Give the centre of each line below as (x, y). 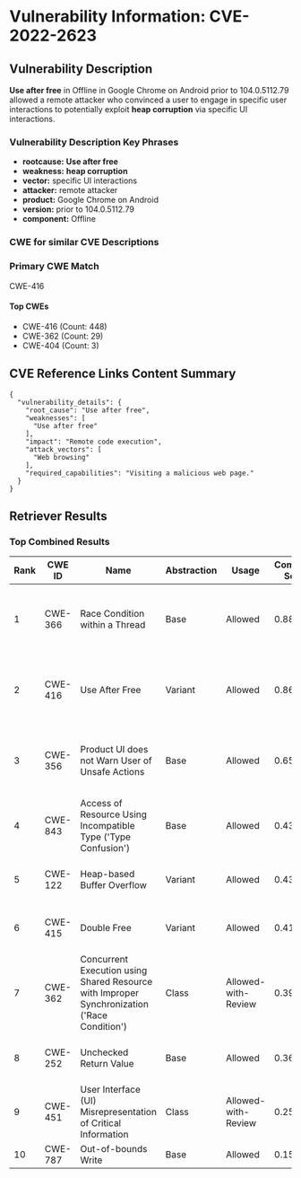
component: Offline (59, 219)
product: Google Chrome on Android (90, 200)
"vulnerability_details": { (70, 402)
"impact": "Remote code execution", (94, 442)
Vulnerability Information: (107, 17)
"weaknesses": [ (56, 418)
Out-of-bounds (114, 1149)
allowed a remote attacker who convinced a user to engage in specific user (148, 100)
